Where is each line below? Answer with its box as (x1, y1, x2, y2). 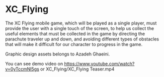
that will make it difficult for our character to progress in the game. (5, 41, 142, 47)
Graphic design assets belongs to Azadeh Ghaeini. (5, 51, 110, 57)
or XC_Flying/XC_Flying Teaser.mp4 (40, 66, 115, 72)
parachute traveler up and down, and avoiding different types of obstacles (5, 36, 159, 42)
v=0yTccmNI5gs (5, 66, 39, 72)
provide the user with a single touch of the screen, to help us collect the (5, 25, 154, 31)
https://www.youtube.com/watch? (64, 60, 135, 66)
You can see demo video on (5, 60, 63, 66)
